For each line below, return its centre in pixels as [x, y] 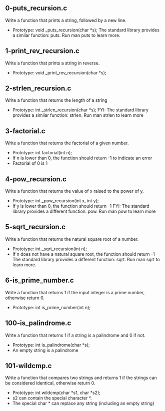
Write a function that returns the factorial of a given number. [67, 143]
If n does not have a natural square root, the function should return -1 [83, 254]
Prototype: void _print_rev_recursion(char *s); [59, 72]
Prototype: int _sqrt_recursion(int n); [49, 249]
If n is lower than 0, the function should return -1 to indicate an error [82, 158]
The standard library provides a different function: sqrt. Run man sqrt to [86, 259]
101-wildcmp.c [28, 366]
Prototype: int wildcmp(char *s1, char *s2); [56, 393]
